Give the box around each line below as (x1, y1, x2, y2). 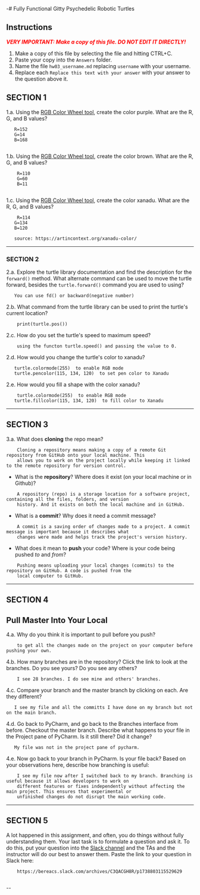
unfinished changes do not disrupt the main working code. (17, 793, 167, 800)
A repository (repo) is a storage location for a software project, (17, 491, 190, 497)
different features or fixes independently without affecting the (17, 783, 185, 789)
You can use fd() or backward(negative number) (14, 292, 135, 298)
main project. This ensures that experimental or (6, 789, 132, 795)
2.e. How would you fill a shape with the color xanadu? (6, 381, 140, 388)
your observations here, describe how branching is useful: (6, 761, 149, 768)
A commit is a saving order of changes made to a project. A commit (17, 523, 190, 530)
